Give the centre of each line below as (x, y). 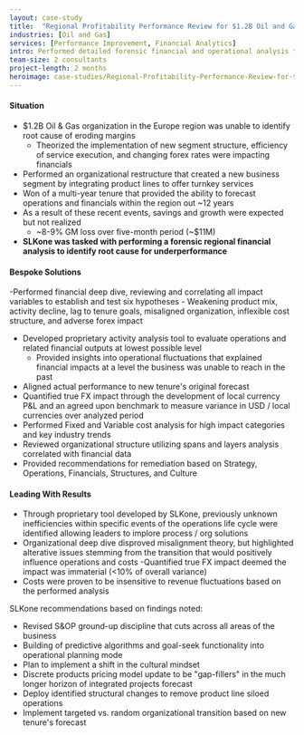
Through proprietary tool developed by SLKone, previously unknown (150, 514)
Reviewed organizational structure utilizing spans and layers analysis (151, 444)
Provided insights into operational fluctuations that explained (149, 358)
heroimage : (30, 77)
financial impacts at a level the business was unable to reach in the (161, 367)
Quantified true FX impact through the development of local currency (151, 396)
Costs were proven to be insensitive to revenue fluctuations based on (152, 582)
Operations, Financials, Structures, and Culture (109, 473)
